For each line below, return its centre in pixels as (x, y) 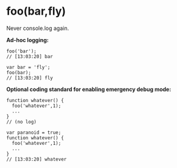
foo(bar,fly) (36, 11)
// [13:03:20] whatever (37, 159)
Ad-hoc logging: (27, 40)
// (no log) (21, 122)
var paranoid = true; (34, 133)
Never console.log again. (38, 28)
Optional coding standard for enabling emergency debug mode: (89, 89)
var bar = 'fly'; (28, 67)
